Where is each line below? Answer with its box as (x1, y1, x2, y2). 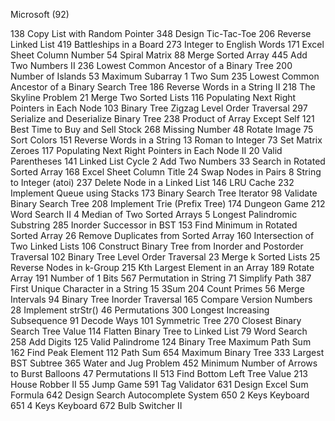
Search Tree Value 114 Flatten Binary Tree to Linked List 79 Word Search (10, 325, 308, 337)
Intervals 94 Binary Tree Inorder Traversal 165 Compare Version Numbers (10, 294, 313, 305)
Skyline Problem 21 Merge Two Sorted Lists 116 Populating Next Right (10, 92, 297, 103)
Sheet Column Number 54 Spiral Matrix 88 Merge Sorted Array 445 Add (10, 49, 308, 61)
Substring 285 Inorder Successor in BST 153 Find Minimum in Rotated (10, 219, 298, 231)
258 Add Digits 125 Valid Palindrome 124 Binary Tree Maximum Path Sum (10, 336, 312, 348)
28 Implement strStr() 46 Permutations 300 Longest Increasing (10, 304, 270, 316)
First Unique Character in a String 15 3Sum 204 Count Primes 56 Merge (10, 283, 305, 294)
